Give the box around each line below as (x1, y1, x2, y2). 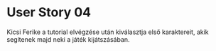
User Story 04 (6, 4, 92, 21)
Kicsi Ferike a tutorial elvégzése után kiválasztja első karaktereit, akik (6, 28, 209, 36)
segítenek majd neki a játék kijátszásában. (6, 35, 130, 43)
